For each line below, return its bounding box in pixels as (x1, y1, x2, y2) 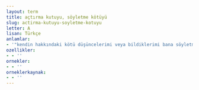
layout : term (6, 8, 38, 15)
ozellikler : (6, 47, 36, 53)
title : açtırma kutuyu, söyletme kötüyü (6, 14, 108, 20)
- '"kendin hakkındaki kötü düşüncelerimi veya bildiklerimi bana (6, 42, 174, 48)
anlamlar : (6, 36, 31, 42)
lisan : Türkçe (6, 31, 41, 37)
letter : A (6, 25, 31, 31)
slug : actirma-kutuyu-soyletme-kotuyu (6, 20, 102, 25)
